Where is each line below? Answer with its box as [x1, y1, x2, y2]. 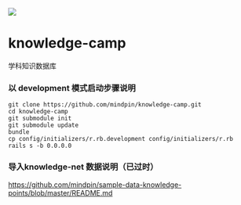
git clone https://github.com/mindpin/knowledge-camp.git [8, 101, 202, 109]
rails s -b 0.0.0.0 [8, 142, 72, 150]
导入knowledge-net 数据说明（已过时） [8, 161, 159, 172]
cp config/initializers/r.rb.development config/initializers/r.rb [8, 135, 234, 143]
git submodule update [8, 121, 79, 129]
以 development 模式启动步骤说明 [8, 82, 136, 93]
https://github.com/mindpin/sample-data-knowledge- [8, 180, 182, 189]
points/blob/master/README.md [8, 188, 113, 197]
